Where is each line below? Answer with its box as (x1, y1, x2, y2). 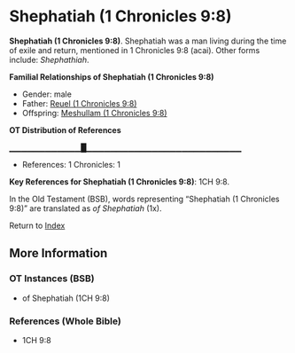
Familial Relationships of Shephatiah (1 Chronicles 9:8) (9, 71, 214, 82)
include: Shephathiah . (9, 54, 89, 65)
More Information (9, 246, 108, 261)
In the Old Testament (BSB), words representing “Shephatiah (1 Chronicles (9, 193, 280, 204)
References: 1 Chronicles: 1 (21, 159, 121, 169)
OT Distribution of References (9, 124, 121, 135)
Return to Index (9, 220, 66, 231)
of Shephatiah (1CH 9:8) (21, 293, 111, 303)
